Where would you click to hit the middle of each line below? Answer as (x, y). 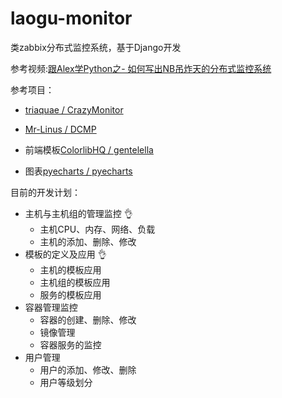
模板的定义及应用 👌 (65, 254)
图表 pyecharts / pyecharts (78, 171)
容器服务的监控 (70, 344)
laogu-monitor (71, 18)
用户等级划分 (66, 382)
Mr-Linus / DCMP (60, 129)
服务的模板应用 (70, 294)
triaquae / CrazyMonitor (74, 109)
